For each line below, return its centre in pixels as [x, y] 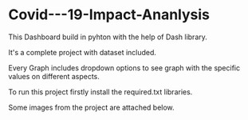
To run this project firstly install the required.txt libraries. [100, 92]
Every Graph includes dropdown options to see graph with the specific [124, 68]
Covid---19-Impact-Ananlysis [109, 15]
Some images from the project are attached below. [91, 107]
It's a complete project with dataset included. [83, 52]
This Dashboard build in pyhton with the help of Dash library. [108, 37]
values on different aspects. [54, 76]
